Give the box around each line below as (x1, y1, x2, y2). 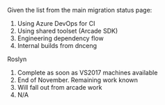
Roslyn (7, 55, 27, 63)
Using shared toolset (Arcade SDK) (17, 27, 118, 35)
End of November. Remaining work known (17, 76, 138, 84)
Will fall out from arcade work (17, 83, 102, 91)
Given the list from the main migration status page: (7, 6, 152, 14)
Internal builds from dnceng (17, 42, 97, 49)
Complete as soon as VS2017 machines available (17, 69, 158, 76)
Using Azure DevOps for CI (17, 19, 95, 27)
